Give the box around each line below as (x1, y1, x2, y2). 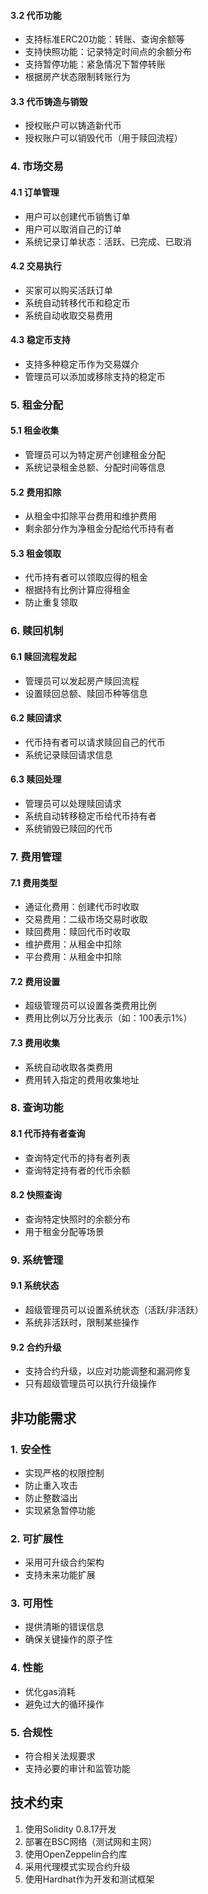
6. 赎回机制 (10, 624, 64, 638)
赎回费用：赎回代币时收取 (24, 926, 131, 938)
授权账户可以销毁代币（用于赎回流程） (24, 132, 183, 144)
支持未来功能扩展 (24, 1569, 96, 1581)
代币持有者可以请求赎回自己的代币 (24, 736, 166, 748)
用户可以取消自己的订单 (24, 223, 122, 235)
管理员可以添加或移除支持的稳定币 (24, 370, 166, 382)
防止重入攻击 (24, 1479, 78, 1491)
